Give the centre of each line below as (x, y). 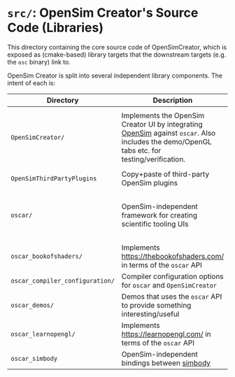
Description (173, 100)
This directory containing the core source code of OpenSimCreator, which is (117, 47)
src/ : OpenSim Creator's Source (103, 13)
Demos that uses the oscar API (172, 297)
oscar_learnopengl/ (43, 334)
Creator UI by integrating (162, 124)
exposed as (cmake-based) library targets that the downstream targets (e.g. (117, 55)
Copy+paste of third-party (165, 174)
